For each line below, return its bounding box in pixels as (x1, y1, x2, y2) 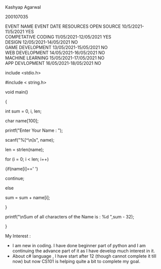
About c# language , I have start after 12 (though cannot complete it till (12, 253, 157, 259)
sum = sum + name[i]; (5, 195, 51, 200)
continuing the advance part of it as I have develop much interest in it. (12, 248, 155, 254)
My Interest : (5, 233, 31, 239)
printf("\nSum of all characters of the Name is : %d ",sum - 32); (5, 214, 135, 219)
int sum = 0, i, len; (5, 108, 42, 114)
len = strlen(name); (5, 147, 45, 153)
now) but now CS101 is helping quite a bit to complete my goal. (12, 259, 140, 264)
